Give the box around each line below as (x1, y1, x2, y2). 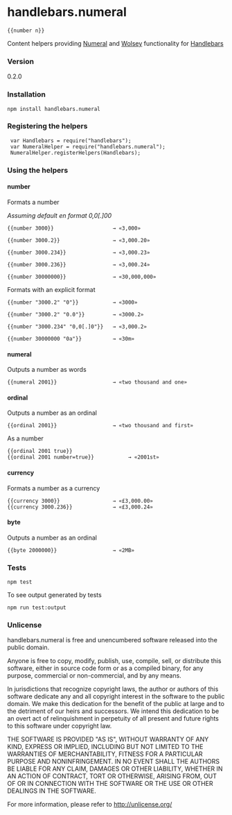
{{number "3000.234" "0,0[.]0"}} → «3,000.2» (7, 323, 148, 330)
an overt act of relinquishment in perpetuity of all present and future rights (7, 714, 220, 723)
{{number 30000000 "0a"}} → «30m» (7, 335, 135, 342)
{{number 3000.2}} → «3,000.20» (7, 237, 150, 243)
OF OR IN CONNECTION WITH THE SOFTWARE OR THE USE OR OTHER (7, 780, 213, 788)
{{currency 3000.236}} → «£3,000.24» (7, 504, 154, 511)
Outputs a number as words (7, 366, 87, 374)
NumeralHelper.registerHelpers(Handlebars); (10, 149, 141, 156)
